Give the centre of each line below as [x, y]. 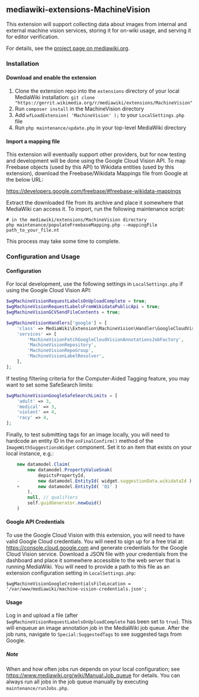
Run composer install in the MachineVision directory [79, 109]
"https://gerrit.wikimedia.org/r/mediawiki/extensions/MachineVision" [104, 103]
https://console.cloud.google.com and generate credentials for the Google [97, 548]
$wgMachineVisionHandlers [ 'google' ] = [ [57, 323]
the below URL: [25, 180]
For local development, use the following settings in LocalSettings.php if [94, 284]
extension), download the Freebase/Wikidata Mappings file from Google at [97, 173]
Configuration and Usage [43, 256]
